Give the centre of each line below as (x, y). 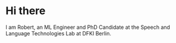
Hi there (26, 11)
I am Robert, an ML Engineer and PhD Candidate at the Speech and (88, 27)
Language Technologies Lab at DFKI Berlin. (58, 33)
